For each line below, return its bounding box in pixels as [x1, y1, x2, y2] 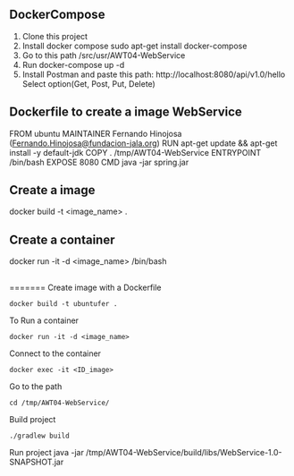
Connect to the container [9, 348, 101, 359]
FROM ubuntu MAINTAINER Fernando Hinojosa [9, 128, 182, 139]
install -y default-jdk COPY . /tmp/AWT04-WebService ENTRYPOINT [9, 147, 262, 157]
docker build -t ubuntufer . [9, 299, 118, 308]
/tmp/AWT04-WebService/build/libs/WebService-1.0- [86, 446, 283, 457]
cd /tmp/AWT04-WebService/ [9, 398, 110, 407]
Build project [9, 413, 56, 424]
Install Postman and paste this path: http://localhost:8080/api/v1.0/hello [21, 69, 286, 80]
